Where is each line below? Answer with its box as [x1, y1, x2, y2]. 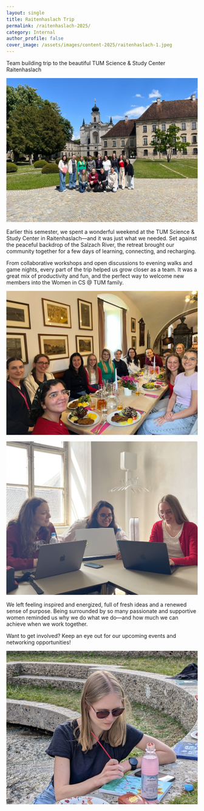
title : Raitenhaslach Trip [6, 16, 75, 23]
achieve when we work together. [6, 620, 88, 628]
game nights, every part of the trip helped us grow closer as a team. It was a [6, 266, 197, 273]
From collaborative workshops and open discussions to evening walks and [6, 260, 193, 266]
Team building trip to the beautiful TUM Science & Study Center [6, 60, 166, 66]
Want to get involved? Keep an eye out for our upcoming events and [6, 632, 176, 640]
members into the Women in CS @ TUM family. [6, 279, 124, 286]
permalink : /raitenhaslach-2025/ [6, 23, 91, 29]
